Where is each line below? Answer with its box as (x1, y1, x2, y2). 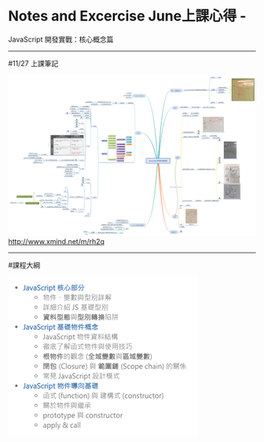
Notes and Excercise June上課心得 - (8, 7, 247, 25)
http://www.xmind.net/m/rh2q (8, 236, 104, 246)
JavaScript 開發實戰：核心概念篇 (8, 35, 114, 44)
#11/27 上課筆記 (8, 58, 59, 68)
